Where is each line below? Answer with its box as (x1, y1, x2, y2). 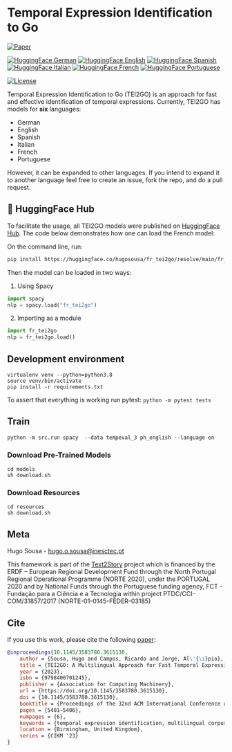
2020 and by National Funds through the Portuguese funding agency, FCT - (7, 582, 223, 591)
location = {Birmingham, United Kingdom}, (19, 726, 144, 733)
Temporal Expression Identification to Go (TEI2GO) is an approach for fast (7, 90, 217, 98)
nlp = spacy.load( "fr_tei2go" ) (7, 301, 97, 309)
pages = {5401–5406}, (19, 706, 81, 714)
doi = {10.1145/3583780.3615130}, (19, 694, 119, 701)
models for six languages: (7, 105, 81, 113)
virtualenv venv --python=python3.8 (7, 371, 113, 378)
